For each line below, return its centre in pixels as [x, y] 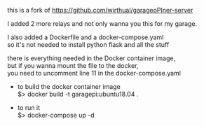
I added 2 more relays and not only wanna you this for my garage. [102, 23]
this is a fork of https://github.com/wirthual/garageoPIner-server [100, 10]
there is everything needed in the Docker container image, [91, 58]
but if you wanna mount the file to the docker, [73, 65]
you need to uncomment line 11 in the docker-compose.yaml [94, 73]
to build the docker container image [69, 86]
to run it [29, 107]
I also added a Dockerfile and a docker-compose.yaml [86, 37]
